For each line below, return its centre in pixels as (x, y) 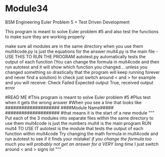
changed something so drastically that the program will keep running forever (82, 72)
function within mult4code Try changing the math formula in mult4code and (82, 134)
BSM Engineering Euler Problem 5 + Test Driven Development (68, 22)
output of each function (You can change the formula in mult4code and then (82, 62)
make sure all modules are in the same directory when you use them (74, 46)
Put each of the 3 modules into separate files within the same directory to (79, 118)
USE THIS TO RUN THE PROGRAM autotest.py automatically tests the (75, 56)
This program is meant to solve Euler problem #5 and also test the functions (82, 31)
